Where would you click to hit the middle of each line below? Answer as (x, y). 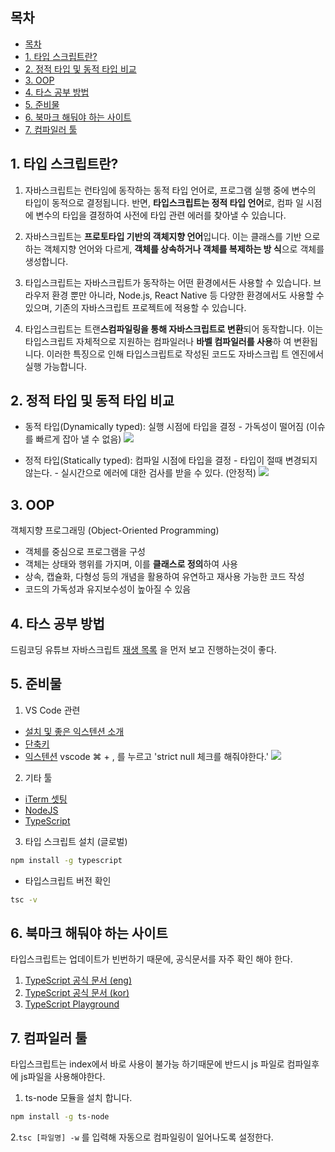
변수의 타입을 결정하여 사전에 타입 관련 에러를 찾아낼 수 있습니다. (161, 215)
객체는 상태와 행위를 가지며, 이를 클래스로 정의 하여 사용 (131, 564)
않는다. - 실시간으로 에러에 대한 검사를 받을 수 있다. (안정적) (140, 473)
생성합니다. (46, 261)
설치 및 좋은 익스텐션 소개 (74, 731)
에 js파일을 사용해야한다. (58, 1077)
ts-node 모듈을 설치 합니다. (78, 1098)
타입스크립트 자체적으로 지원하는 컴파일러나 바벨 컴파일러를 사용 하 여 (158, 341)
